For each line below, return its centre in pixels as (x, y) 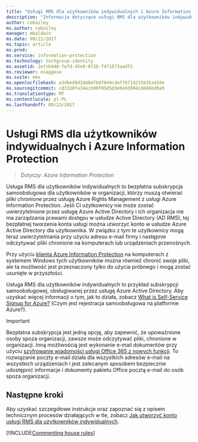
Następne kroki (35, 395)
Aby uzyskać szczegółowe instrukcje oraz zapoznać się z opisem (85, 409)
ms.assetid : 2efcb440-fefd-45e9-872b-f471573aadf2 (70, 66)
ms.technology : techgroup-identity (50, 61)
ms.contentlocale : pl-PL (37, 99)
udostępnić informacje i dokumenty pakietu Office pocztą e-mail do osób (95, 370)
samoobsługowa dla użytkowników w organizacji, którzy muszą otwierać (95, 193)
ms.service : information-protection (51, 55)
